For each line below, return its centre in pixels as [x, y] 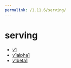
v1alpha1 [21, 55]
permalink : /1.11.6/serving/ [35, 10]
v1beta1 [20, 60]
